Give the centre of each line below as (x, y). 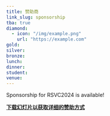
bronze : (16, 56)
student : (17, 73)
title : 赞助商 (22, 12)
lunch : (14, 61)
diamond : (17, 28)
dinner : (16, 67)
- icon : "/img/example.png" (47, 34)
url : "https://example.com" (52, 39)
